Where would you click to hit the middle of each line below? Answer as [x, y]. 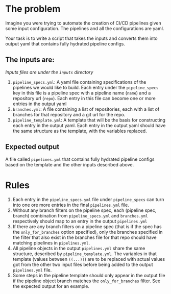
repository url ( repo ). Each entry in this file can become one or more [84, 98]
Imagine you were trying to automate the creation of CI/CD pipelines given [83, 23]
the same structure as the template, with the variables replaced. [80, 131]
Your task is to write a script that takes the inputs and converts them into [81, 38]
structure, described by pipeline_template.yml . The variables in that [85, 254]
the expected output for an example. [51, 286]
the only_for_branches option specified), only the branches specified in [88, 232]
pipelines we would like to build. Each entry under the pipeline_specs [86, 87]
